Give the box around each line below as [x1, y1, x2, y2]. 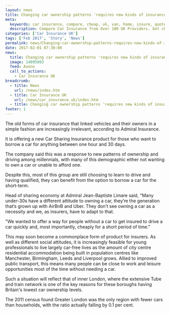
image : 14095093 [10, 59, 44, 65]
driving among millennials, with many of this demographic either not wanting [5, 156, 165, 163]
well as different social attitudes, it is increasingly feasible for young [5, 239, 147, 245]
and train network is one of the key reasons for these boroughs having [5, 281, 152, 287]
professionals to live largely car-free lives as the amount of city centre [5, 244, 151, 251]
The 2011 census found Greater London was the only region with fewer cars [5, 297, 163, 302]
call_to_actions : [10, 69, 47, 74]
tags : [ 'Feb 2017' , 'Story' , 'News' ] [5, 36, 85, 41]
